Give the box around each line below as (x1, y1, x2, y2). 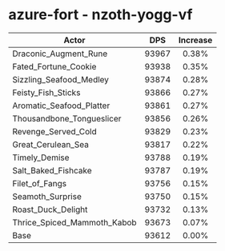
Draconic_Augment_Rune (12, 48, 108, 59)
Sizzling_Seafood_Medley (12, 74, 110, 85)
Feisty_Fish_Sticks (12, 86, 81, 98)
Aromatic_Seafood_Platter (12, 100, 110, 111)
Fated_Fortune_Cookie (12, 61, 97, 72)
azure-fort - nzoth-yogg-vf (8, 6, 193, 24)
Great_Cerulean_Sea (12, 138, 90, 149)
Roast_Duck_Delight (12, 204, 88, 215)
